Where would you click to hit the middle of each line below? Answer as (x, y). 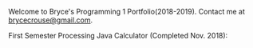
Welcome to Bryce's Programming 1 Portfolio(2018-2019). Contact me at (127, 12)
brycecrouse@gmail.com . (51, 20)
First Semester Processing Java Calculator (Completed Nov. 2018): (118, 36)
